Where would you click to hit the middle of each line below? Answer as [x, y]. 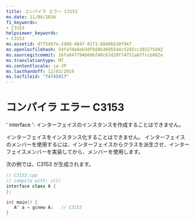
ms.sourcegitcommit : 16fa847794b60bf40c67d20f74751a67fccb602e [85, 55]
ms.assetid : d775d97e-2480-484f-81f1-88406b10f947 [69, 44]
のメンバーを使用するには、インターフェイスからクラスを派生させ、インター [98, 144]
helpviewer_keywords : [32, 33]
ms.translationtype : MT [35, 60]
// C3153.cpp [22, 175]
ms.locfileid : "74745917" [37, 77]
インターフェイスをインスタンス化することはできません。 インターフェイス [96, 137]
